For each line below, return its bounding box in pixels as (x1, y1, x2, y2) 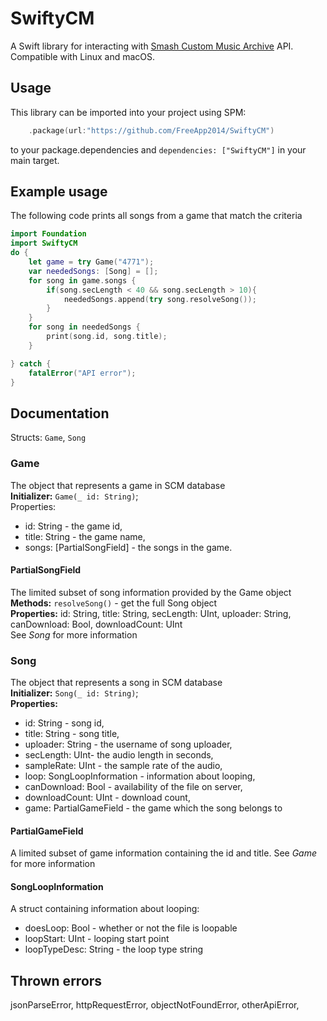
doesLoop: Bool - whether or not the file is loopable (24, 922, 238, 934)
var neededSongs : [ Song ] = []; (28, 266, 159, 276)
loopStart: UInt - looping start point (24, 933, 170, 945)
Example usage (10, 183, 108, 201)
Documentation (10, 405, 110, 422)
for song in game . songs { (28, 275, 137, 286)
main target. (10, 154, 60, 166)
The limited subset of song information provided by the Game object (10, 586, 292, 598)
